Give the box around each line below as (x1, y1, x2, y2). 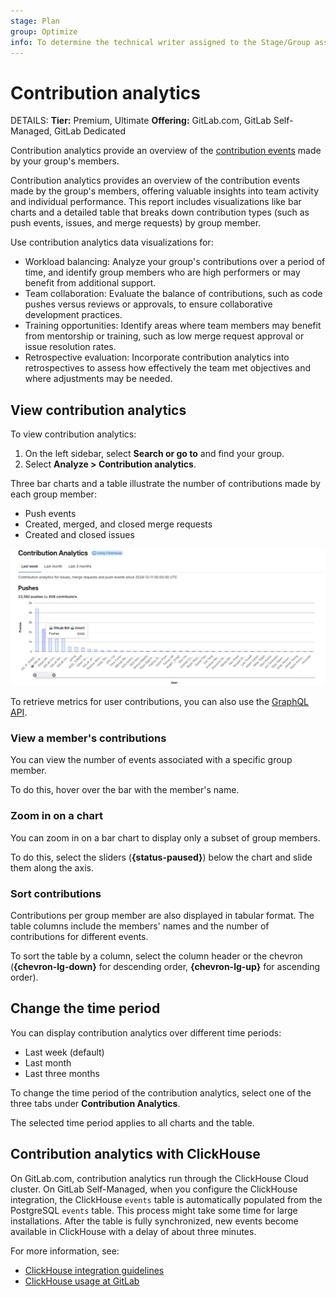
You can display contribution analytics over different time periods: (10, 1026, 282, 1039)
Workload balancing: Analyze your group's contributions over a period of (24, 256, 326, 268)
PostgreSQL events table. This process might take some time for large (10, 1204, 298, 1216)
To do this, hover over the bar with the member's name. (10, 784, 240, 796)
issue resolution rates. (24, 341, 117, 353)
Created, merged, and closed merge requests (24, 518, 213, 530)
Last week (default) (24, 1046, 105, 1058)
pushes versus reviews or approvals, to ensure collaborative (24, 298, 273, 310)
